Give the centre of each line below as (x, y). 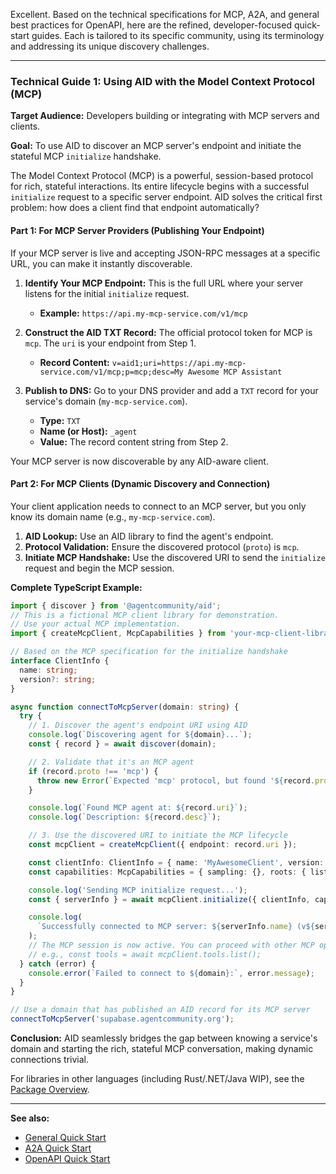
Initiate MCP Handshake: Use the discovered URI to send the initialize (175, 557)
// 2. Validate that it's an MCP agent (111, 762)
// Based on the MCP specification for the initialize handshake (149, 652)
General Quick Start (65, 1138)
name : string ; (48, 670)
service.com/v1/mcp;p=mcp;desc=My (111, 372)
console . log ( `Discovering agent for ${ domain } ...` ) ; (140, 735)
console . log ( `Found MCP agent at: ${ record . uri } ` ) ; (138, 808)
